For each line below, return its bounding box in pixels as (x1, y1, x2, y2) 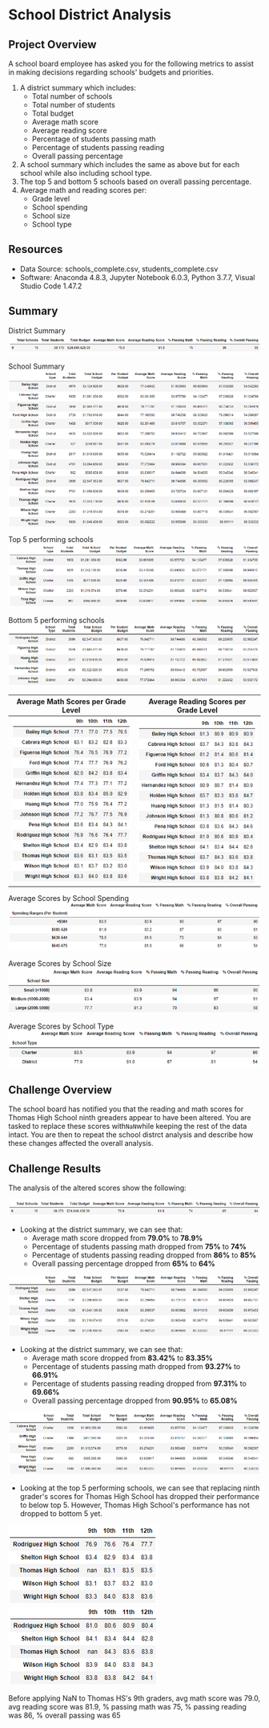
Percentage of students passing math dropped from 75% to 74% (31, 1242, 247, 1252)
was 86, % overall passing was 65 (8, 1710, 122, 1720)
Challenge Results (8, 1162, 102, 1176)
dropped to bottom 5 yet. (19, 1509, 102, 1518)
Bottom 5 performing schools (8, 615, 105, 625)
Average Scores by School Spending (8, 894, 130, 903)
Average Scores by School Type (8, 1021, 114, 1031)
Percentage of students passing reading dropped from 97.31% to (31, 1379, 247, 1388)
